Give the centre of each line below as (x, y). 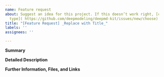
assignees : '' (20, 32)
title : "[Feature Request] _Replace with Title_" (57, 23)
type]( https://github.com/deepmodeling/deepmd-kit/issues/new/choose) (84, 19)
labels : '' (16, 28)
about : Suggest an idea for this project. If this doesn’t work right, (79, 14)
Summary (15, 50)
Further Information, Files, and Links (43, 69)
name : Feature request (28, 10)
